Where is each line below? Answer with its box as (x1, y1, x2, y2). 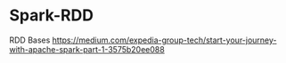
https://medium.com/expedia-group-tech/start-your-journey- (52, 35, 277, 45)
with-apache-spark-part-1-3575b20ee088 (9, 43, 165, 54)
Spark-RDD (9, 5, 94, 26)
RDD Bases (9, 35, 51, 45)
